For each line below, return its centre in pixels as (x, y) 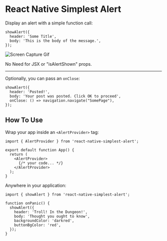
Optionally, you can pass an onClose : (42, 78)
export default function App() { (40, 150)
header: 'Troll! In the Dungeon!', (51, 212)
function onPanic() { (28, 203)
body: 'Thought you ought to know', (52, 216)
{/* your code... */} (41, 163)
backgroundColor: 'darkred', (44, 221)
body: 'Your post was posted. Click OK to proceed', (65, 96)
